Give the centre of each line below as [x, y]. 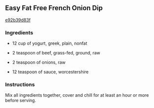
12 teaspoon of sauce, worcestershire [50, 72]
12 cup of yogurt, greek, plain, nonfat [50, 43]
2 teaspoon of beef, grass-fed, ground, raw [56, 53]
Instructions [20, 84]
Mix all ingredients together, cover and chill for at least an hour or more [77, 95]
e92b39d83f [18, 20]
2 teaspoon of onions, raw [39, 62]
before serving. [21, 101]
